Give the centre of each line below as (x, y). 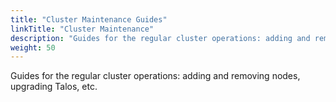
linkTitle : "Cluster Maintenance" (82, 29)
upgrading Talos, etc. (54, 87)
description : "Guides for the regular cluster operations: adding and (160, 38)
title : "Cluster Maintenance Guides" (89, 19)
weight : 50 (33, 47)
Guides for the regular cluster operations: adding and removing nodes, (155, 76)
